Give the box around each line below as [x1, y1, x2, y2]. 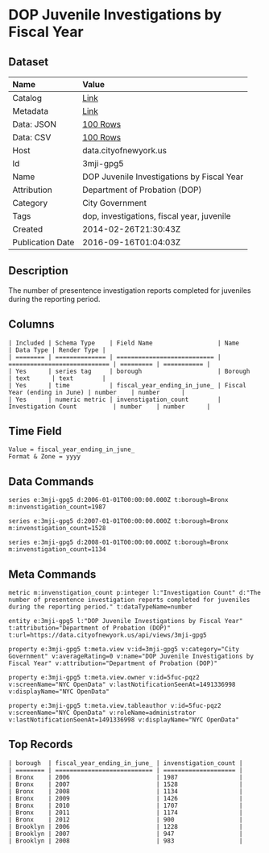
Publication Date [12, 236, 75, 248]
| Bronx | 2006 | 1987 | [8, 773, 243, 781]
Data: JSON [12, 119, 57, 130]
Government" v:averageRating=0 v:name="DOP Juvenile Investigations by [8, 652, 254, 661]
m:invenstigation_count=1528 [8, 525, 106, 533]
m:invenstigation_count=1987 [8, 503, 106, 512]
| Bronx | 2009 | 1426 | [8, 794, 243, 802]
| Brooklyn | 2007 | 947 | [8, 830, 243, 838]
